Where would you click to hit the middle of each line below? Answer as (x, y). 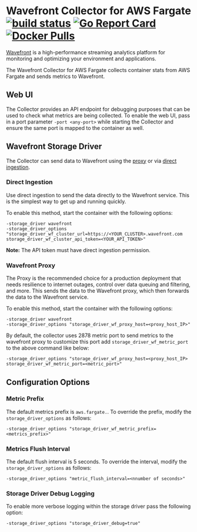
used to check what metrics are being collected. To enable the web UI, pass (98, 115)
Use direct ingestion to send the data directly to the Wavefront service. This (98, 195)
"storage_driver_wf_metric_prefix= (113, 429)
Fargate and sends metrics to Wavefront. (56, 76)
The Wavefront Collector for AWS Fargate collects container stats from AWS (98, 70)
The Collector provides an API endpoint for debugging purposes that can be (98, 109)
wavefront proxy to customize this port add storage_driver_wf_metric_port (97, 342)
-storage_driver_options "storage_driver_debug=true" (74, 524)
